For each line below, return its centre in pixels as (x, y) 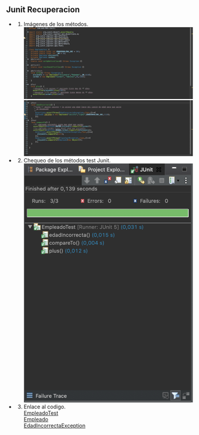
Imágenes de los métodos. (56, 24)
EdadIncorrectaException (54, 426)
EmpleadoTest (41, 413)
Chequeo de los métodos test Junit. (67, 160)
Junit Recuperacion (43, 10)
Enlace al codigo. (45, 407)
